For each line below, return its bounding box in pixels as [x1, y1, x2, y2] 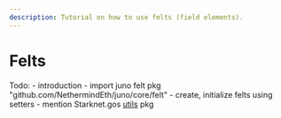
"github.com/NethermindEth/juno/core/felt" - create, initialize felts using [9, 89, 273, 100]
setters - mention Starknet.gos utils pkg [9, 99, 154, 109]
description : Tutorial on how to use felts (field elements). [9, 12, 244, 22]
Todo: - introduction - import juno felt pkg [9, 80, 161, 91]
